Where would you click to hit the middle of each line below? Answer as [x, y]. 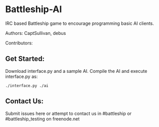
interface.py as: [22, 76]
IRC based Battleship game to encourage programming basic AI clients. [80, 23]
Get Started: [25, 59]
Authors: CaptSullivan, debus [36, 33]
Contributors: [19, 43]
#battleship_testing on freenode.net [43, 119]
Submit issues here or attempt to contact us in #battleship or [68, 113]
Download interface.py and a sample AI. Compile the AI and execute [76, 71]
